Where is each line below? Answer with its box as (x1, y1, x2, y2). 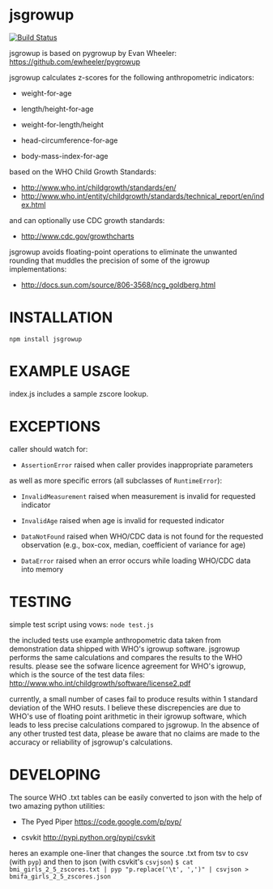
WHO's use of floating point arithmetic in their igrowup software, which (9, 711, 247, 721)
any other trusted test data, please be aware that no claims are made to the (9, 728, 260, 738)
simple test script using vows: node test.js (9, 619, 155, 629)
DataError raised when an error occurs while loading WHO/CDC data (20, 556, 251, 565)
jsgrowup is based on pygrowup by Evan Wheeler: (9, 48, 177, 58)
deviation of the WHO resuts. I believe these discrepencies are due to (9, 702, 241, 712)
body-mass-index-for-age (20, 151, 109, 161)
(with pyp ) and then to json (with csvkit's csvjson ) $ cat (9, 857, 194, 866)
